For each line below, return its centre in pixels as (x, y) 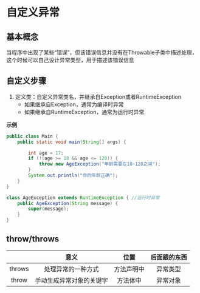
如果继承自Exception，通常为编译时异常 (74, 104)
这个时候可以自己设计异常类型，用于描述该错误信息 (70, 60)
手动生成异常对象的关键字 (71, 280)
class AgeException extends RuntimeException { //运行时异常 (83, 198)
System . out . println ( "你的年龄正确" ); (73, 176)
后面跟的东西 (169, 257)
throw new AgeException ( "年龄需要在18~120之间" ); (100, 164)
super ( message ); (49, 209)
